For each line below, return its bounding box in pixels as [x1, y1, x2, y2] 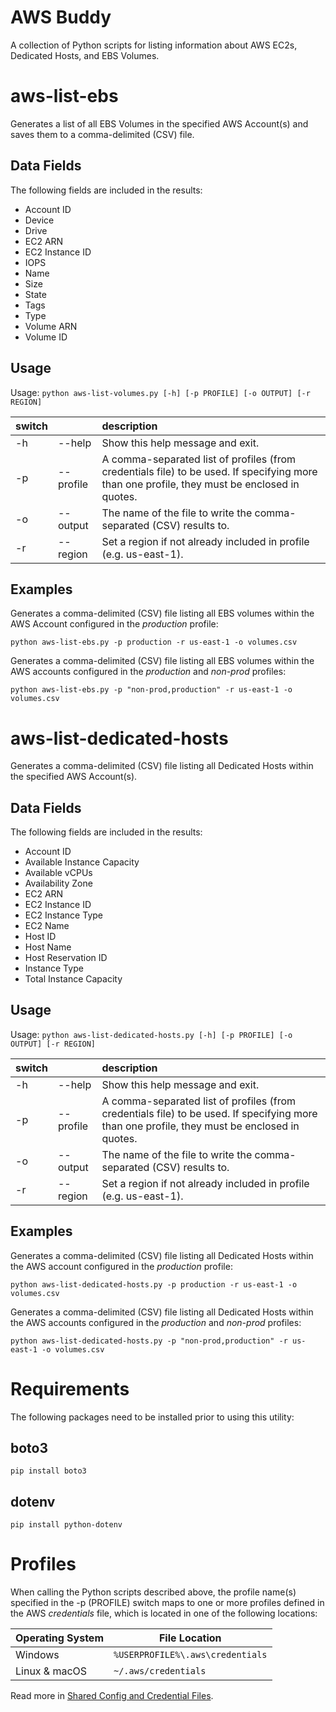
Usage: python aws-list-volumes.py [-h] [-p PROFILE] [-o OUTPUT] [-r [10, 386, 311, 398]
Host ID [24, 931, 57, 943]
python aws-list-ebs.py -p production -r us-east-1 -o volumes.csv [10, 637, 298, 648]
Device [24, 214, 55, 226]
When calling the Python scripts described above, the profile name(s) [10, 1586, 297, 1598]
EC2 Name [24, 920, 70, 932]
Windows [15, 1648, 60, 1662]
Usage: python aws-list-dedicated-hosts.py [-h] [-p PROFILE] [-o [10, 1028, 293, 1040]
